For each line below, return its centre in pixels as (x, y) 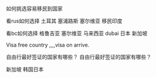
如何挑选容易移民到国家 (34, 8)
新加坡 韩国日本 (25, 69)
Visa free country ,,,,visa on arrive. (48, 45)
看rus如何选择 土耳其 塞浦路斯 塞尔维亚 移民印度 (64, 21)
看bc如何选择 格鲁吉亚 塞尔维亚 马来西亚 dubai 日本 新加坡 (77, 33)
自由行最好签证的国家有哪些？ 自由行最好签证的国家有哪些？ (79, 57)
